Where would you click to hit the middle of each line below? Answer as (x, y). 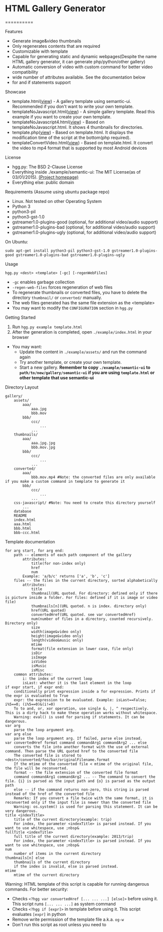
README (20, 516)
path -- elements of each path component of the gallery (73, 555)
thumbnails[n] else (25, 858)
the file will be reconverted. (37, 768)
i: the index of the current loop (57, 678)
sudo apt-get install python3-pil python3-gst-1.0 (57, 251)
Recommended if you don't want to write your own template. (73, 106)
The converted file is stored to (48, 755)
